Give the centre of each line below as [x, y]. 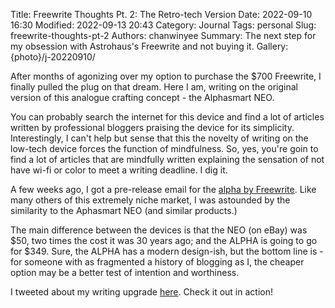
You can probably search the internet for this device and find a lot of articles [167, 117]
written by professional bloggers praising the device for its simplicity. [152, 127]
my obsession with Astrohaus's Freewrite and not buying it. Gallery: [149, 46]
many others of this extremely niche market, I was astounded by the [150, 200]
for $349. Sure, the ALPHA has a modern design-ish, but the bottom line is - [167, 251]
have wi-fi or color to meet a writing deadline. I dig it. [119, 170]
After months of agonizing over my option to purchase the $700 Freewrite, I [166, 76]
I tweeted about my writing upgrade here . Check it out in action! [141, 292]
